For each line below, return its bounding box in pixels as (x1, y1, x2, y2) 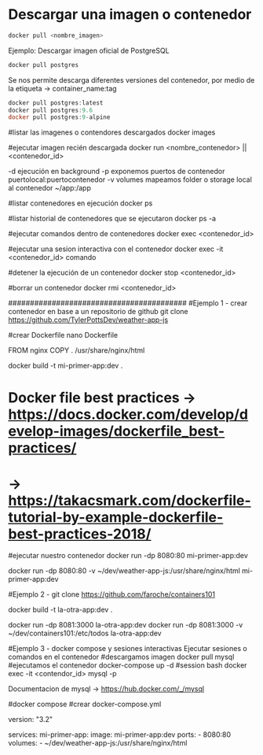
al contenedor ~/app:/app (8, 183, 92, 193)
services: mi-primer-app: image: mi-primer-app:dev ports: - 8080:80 (8, 730, 232, 739)
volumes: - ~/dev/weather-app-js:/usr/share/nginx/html (8, 738, 188, 748)
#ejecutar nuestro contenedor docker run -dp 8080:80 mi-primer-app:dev (8, 551, 249, 561)
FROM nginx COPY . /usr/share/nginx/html (8, 346, 145, 355)
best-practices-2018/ (8, 525, 152, 542)
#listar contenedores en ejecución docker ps (8, 198, 153, 208)
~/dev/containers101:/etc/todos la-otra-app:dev (8, 628, 163, 638)
